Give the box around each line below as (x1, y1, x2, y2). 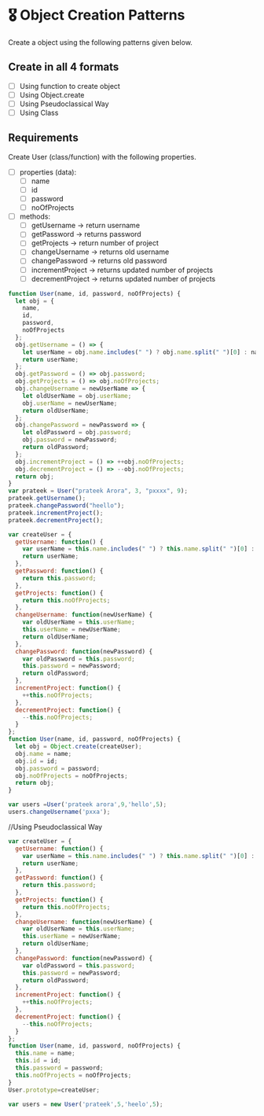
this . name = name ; (15, 1049, 76, 1058)
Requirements (8, 131, 79, 145)
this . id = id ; (15, 1057, 61, 1065)
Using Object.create (19, 90, 85, 99)
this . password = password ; (15, 1064, 104, 1072)
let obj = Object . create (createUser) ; (15, 742, 143, 750)
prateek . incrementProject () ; (8, 509, 104, 517)
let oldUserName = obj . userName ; (22, 392, 132, 400)
